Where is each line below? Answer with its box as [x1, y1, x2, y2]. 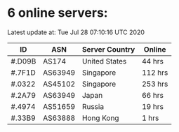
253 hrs [141, 79, 168, 89]
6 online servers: [7, 5, 108, 21]
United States [81, 56, 127, 66]
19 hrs [141, 101, 164, 111]
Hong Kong [81, 113, 119, 123]
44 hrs [141, 56, 164, 66]
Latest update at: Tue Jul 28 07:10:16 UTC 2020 [7, 28, 145, 36]
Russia [81, 101, 104, 111]
